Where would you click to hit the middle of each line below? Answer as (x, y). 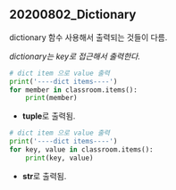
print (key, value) (59, 158)
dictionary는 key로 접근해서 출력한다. (75, 56)
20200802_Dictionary (73, 15)
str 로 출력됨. (44, 176)
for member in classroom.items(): (74, 90)
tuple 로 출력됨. (49, 116)
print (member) (51, 98)
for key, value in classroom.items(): (81, 150)
